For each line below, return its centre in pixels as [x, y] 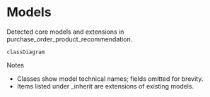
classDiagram [26, 52]
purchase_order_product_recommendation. [70, 39]
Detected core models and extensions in [65, 32]
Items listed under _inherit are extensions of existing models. [105, 86]
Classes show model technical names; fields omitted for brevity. [110, 79]
